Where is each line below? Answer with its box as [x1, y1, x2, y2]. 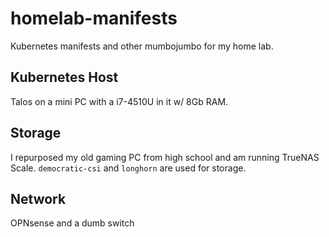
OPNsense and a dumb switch [10, 217, 135, 229]
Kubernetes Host [10, 69, 119, 86]
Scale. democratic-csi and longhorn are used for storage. [10, 162, 247, 174]
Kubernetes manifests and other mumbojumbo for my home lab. [10, 40, 274, 52]
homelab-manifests [10, 7, 178, 30]
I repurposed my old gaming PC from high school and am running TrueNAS [10, 151, 320, 163]
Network [10, 190, 67, 207]
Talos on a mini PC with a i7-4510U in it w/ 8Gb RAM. [10, 95, 229, 107]
